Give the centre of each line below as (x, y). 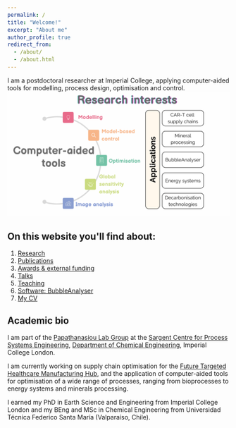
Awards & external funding (56, 269)
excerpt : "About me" (38, 30)
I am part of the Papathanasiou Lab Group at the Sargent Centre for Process (118, 337)
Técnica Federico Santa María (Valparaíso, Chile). (79, 417)
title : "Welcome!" (34, 22)
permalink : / (26, 15)
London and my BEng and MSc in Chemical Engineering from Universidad (114, 410)
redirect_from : (30, 45)
